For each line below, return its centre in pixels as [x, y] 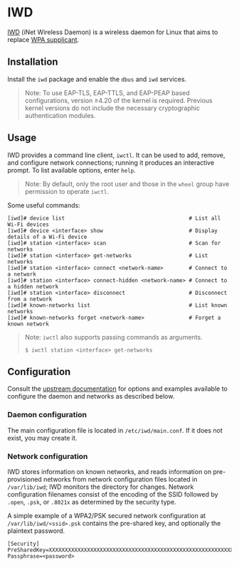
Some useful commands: [44, 205]
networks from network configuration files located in [121, 479]
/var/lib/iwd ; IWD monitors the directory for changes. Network [101, 487]
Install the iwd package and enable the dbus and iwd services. [97, 79]
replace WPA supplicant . [43, 39]
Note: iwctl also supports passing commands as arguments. [113, 337]
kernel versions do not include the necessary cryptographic [112, 108]
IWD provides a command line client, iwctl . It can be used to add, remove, [116, 155]
